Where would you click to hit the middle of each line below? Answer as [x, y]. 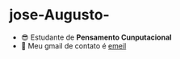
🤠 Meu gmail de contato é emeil [73, 45]
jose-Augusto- [59, 15]
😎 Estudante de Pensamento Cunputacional [96, 37]
